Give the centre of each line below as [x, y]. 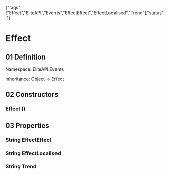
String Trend [21, 167]
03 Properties [27, 125]
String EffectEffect [29, 140]
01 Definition [26, 57]
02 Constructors [32, 95]
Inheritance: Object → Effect [35, 79]
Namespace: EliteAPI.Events [35, 69]
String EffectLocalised [33, 153]
